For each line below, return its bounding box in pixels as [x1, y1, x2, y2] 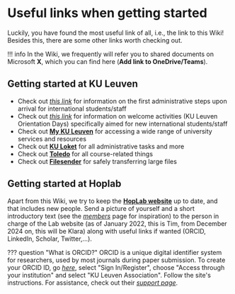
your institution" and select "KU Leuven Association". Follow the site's [7, 271, 211, 279]
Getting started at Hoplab [7, 178, 122, 190]
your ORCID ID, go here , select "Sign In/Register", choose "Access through [7, 263, 225, 271]
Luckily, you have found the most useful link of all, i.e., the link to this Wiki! [7, 28, 224, 37]
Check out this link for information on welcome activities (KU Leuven [17, 111, 218, 120]
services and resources [17, 134, 87, 143]
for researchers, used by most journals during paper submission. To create [7, 256, 226, 264]
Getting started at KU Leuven [7, 78, 138, 90]
